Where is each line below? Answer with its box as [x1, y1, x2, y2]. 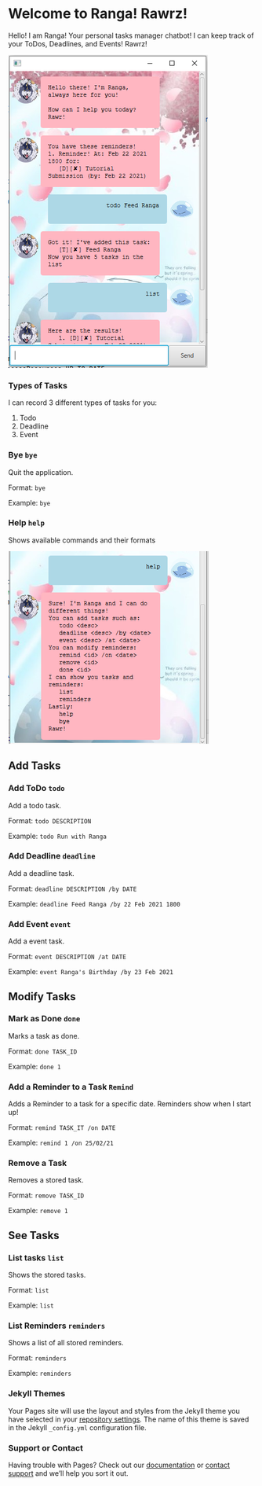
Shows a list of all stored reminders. [8, 1338, 124, 1348]
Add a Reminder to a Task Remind [8, 1081, 134, 1092]
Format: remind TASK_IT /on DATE [8, 1123, 116, 1132]
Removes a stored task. [8, 1175, 84, 1185]
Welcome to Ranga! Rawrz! [8, 5, 188, 23]
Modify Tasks [8, 990, 76, 1003]
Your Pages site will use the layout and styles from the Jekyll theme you [8, 1406, 241, 1415]
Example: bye [8, 498, 51, 507]
